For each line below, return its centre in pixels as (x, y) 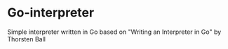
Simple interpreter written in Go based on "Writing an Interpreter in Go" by (114, 32)
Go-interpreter (51, 13)
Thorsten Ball (26, 39)
